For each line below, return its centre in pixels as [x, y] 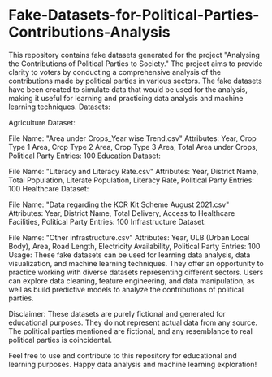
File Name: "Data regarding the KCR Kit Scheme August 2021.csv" [119, 204]
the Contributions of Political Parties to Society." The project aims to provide [136, 64]
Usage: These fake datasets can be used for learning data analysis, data [130, 255]
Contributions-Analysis [89, 32]
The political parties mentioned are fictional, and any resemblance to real [131, 331]
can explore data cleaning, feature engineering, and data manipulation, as [132, 281]
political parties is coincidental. [60, 340]
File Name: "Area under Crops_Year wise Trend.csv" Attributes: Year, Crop [133, 138]
